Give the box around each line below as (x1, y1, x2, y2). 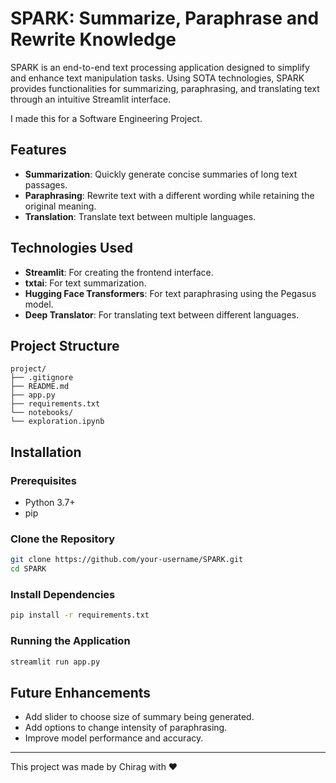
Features (10, 142, 67, 159)
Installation (10, 443, 82, 461)
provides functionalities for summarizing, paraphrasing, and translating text (10, 82, 320, 94)
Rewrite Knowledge (10, 28, 177, 51)
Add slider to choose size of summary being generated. (24, 711, 255, 723)
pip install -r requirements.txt (10, 610, 150, 621)
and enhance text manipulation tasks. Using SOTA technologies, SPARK (10, 72, 305, 84)
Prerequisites (10, 473, 77, 487)
